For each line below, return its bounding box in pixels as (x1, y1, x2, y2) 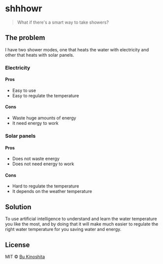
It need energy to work (12, 120, 59, 126)
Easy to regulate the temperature (12, 92, 79, 99)
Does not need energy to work (12, 161, 74, 167)
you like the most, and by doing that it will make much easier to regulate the (5, 221, 159, 227)
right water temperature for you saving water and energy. (5, 226, 122, 232)
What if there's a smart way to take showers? (17, 19, 109, 25)
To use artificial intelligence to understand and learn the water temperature (5, 216, 157, 222)
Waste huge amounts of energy (12, 115, 76, 121)
